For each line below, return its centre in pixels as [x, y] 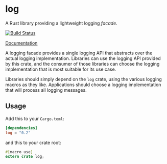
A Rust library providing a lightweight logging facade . [61, 23]
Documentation [21, 43]
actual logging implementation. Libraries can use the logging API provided [83, 58]
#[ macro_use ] [19, 152]
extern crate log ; [25, 157]
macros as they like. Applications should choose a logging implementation [83, 85]
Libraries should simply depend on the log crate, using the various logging [83, 79]
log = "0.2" [18, 133]
